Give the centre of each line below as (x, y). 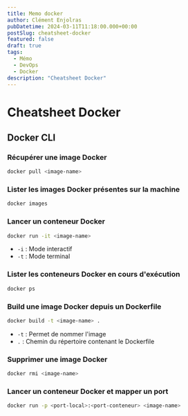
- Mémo (23, 59)
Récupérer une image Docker (57, 157)
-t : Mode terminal (44, 256)
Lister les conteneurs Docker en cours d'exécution (94, 274)
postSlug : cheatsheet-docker (49, 33)
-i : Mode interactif (45, 249)
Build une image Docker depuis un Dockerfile (84, 307)
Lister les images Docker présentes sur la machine (94, 190)
